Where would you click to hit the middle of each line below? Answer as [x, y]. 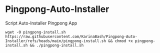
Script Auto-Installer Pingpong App [41, 23]
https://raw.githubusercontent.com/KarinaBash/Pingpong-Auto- [71, 36]
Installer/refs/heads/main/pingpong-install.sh [56, 41]
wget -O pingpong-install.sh [35, 32]
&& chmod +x [121, 41]
